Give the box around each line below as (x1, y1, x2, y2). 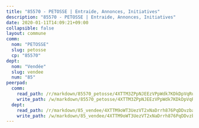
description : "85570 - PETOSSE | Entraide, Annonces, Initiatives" (6, 14, 176, 20)
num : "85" (11, 74, 36, 80)
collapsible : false (6, 25, 54, 31)
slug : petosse (11, 47, 46, 53)
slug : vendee (11, 69, 44, 75)
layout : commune (6, 31, 46, 37)
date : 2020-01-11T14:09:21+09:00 (6, 19, 89, 25)
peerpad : (6, 80, 28, 86)
